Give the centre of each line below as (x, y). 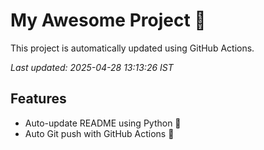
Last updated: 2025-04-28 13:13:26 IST (92, 67)
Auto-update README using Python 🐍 (103, 123)
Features (38, 99)
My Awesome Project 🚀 (108, 20)
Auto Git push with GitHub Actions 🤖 (99, 133)
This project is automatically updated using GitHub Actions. (132, 48)
